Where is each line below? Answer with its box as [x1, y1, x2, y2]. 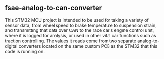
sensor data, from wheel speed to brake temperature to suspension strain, [5, 22, 157, 28]
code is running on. [5, 48, 45, 54]
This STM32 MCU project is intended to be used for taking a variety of [5, 17, 149, 23]
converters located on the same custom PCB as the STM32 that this [18, 43, 158, 49]
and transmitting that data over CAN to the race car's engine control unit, [5, 27, 154, 33]
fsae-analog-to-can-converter [5, 4, 102, 12]
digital [5, 43, 18, 49]
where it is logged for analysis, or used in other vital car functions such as [5, 32, 156, 38]
